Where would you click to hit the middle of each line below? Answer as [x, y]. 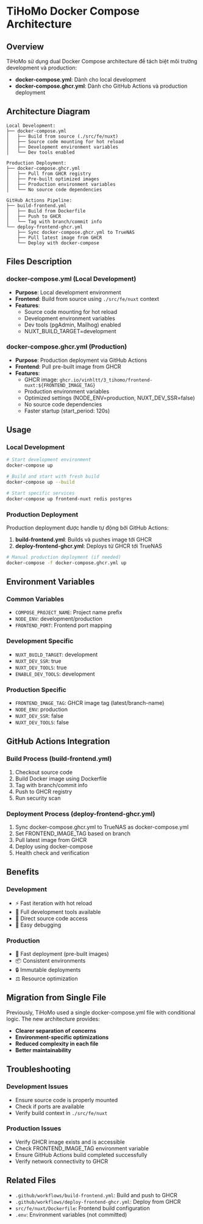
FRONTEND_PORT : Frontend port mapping [63, 625]
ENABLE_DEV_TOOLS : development [55, 674]
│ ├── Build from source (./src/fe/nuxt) [62, 136]
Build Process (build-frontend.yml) [59, 759]
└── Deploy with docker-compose [58, 243]
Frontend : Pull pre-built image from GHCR [68, 366]
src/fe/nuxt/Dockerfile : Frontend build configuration [83, 1208]
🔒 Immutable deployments [48, 970]
